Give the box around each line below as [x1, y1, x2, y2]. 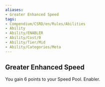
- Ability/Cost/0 [5, 35, 41, 40]
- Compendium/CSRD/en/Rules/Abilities [5, 21, 86, 26]
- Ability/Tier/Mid [5, 40, 46, 45]
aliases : [5, 7, 23, 12]
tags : [5, 16, 16, 21]
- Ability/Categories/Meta [5, 44, 61, 49]
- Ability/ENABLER [5, 30, 43, 35]
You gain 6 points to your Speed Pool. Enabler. [5, 76, 101, 82]
